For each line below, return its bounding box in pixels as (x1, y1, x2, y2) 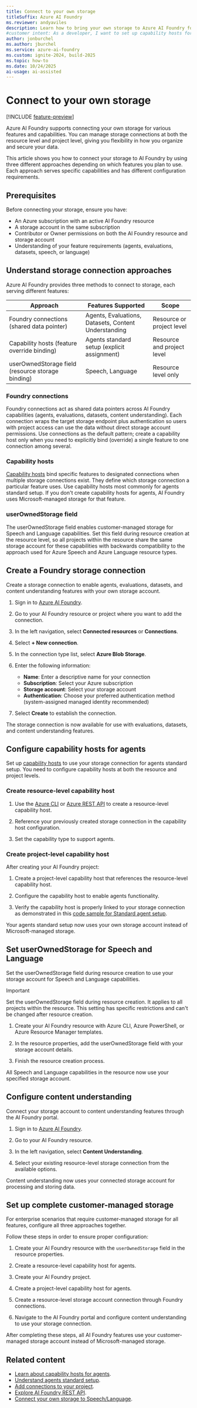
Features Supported (87, 301, 145, 309)
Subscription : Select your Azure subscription (23, 679, 134, 687)
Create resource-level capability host (6, 787, 115, 795)
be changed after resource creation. (6, 1011, 93, 1018)
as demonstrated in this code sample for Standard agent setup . (14, 910, 168, 917)
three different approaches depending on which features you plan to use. (6, 161, 183, 168)
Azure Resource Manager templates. (14, 1028, 104, 1035)
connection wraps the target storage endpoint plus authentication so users (6, 418, 186, 425)
